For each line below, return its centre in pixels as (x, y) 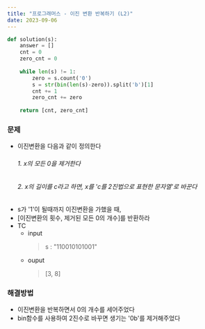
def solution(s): (32, 39)
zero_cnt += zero (57, 98)
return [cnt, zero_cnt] (54, 111)
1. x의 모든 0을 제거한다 (49, 163)
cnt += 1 (45, 91)
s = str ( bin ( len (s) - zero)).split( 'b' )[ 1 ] (93, 84)
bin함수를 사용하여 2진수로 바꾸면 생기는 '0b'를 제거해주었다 (99, 319)
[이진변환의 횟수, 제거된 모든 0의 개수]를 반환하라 (84, 218)
